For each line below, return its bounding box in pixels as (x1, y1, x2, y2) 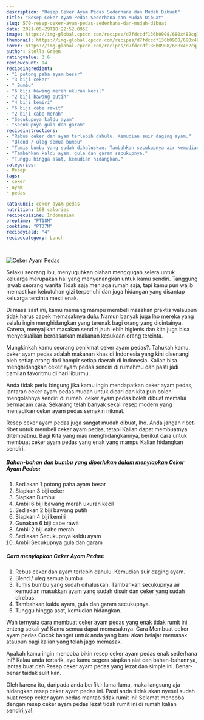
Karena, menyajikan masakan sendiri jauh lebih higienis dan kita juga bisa (6, 325, 190, 333)
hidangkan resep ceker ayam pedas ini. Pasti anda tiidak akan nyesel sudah (6, 687, 195, 694)
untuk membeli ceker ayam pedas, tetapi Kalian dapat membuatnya (19, 425, 188, 432)
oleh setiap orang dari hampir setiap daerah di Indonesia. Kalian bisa (6, 356, 178, 364)
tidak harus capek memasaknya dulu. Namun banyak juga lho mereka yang (6, 313, 194, 320)
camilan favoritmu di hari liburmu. (6, 369, 90, 377)
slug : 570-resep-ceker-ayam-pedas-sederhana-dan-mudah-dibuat (6, 20, 167, 26)
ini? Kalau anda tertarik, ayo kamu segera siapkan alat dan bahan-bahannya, (6, 656, 197, 663)
